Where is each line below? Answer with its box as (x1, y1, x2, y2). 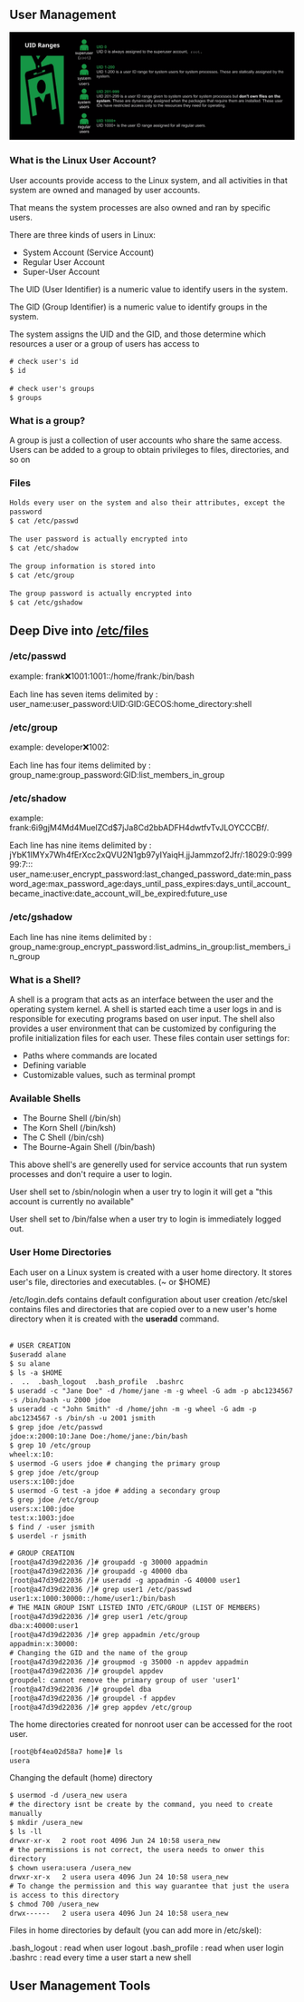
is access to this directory (9, 1890, 119, 1899)
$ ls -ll (9, 1827, 43, 1836)
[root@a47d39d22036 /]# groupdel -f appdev (9, 1693, 176, 1703)
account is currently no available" (9, 1196, 135, 1207)
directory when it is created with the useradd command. (9, 1313, 220, 1324)
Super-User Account (22, 266, 100, 277)
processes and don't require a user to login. (9, 1169, 173, 1180)
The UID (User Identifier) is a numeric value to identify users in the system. (9, 283, 289, 294)
